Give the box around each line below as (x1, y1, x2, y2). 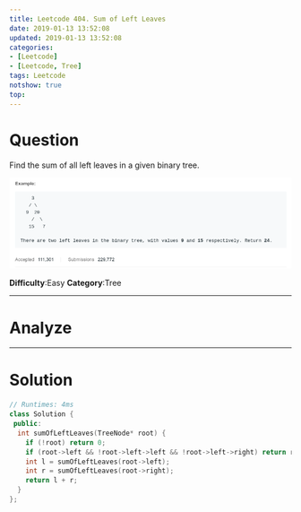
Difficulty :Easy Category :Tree (9, 278, 122, 289)
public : (13, 420, 42, 429)
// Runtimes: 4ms (9, 400, 74, 410)
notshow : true (9, 81, 63, 90)
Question (9, 130, 79, 150)
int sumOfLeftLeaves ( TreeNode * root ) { (17, 429, 167, 438)
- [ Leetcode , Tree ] (9, 62, 82, 71)
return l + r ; (25, 476, 78, 485)
